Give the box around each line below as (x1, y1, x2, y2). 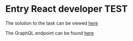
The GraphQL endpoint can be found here (5, 30, 94, 36)
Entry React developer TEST (5, 3, 128, 15)
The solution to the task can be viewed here (5, 20, 99, 26)
